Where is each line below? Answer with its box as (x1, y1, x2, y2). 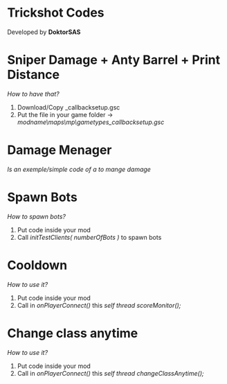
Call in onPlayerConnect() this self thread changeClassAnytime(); (17, 369, 204, 377)
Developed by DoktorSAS (7, 28, 81, 36)
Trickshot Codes (7, 5, 105, 21)
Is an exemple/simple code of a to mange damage (7, 165, 151, 173)
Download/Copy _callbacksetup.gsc (17, 103, 120, 112)
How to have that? (7, 89, 60, 98)
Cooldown (7, 257, 68, 273)
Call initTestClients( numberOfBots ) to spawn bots (17, 233, 162, 241)
